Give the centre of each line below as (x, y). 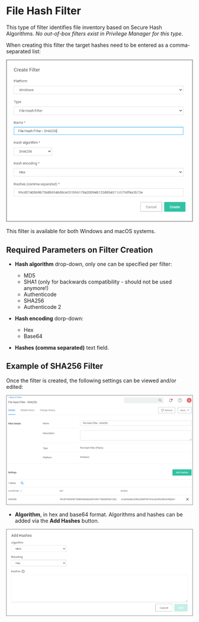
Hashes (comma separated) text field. (62, 348)
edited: (15, 386)
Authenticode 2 (42, 307)
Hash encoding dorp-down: (49, 318)
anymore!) (36, 288)
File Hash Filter (44, 11)
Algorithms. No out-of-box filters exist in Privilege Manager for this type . (95, 33)
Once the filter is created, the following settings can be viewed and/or (91, 381)
